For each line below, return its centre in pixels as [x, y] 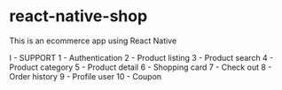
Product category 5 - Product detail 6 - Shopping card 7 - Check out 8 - [141, 67]
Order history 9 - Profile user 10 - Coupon [86, 76]
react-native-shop [78, 16]
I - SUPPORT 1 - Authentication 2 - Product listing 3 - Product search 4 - [141, 57]
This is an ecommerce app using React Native [93, 41]
